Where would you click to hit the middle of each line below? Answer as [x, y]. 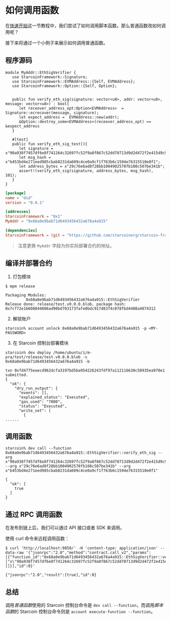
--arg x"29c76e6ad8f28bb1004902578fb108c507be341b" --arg [68, 466]
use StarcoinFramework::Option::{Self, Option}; [64, 86]
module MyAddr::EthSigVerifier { [41, 72]
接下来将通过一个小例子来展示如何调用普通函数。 [56, 43]
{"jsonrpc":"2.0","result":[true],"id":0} [51, 575]
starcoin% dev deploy [28, 353]
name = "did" [19, 198]
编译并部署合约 [29, 263]
